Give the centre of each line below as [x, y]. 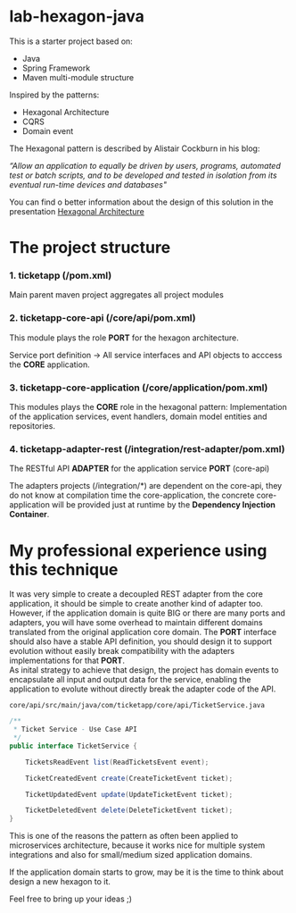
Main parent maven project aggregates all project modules [117, 295]
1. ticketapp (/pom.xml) [61, 276]
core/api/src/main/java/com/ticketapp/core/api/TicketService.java [137, 706]
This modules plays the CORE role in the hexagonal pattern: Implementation [148, 407]
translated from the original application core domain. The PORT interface [143, 632]
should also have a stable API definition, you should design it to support [141, 641]
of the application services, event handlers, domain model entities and [138, 416]
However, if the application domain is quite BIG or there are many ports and [147, 613]
